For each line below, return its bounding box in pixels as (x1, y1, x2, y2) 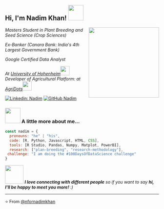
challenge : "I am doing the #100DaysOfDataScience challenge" (7, 152, 137, 157)
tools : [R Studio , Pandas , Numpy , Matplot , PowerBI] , (9, 143, 121, 147)
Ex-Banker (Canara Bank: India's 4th (5, 42, 80, 47)
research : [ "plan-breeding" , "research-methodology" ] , (9, 147, 123, 152)
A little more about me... (21, 118, 80, 125)
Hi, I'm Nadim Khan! (5, 14, 67, 22)
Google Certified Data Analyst (5, 56, 66, 62)
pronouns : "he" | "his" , (9, 133, 60, 138)
